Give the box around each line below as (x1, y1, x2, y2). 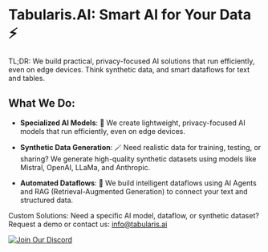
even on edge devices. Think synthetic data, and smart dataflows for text (8, 64, 250, 74)
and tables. (8, 73, 46, 83)
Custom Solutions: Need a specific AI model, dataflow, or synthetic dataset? (8, 210, 259, 220)
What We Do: (8, 96, 76, 110)
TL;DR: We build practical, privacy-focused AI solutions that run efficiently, (8, 56, 255, 66)
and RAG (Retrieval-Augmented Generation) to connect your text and (19, 186, 248, 196)
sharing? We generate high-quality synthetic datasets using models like (19, 154, 257, 164)
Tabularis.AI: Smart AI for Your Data (8, 6, 251, 24)
